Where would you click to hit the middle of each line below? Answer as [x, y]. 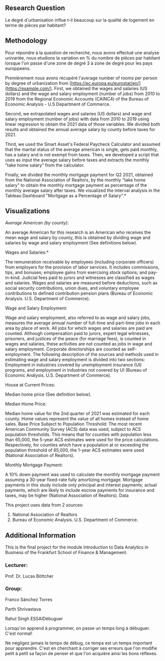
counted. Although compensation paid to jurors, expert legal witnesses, [78, 333]
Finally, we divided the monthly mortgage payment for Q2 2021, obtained [79, 174]
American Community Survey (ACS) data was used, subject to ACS [73, 429]
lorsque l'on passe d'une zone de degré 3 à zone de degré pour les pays [79, 63]
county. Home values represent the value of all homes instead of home [77, 419]
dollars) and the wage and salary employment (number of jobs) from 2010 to [82, 94]
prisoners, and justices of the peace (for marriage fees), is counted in [76, 339]
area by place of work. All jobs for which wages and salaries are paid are [79, 328]
